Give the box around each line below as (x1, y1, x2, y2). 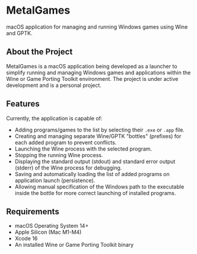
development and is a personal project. (6, 81, 102, 89)
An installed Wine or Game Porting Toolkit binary (14, 242, 134, 249)
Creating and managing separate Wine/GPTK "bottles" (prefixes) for (14, 132, 182, 140)
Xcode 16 (14, 235, 38, 242)
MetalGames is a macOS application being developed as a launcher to (6, 62, 177, 70)
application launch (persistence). (14, 177, 96, 184)
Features (6, 99, 40, 109)
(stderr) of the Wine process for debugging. (14, 164, 122, 171)
